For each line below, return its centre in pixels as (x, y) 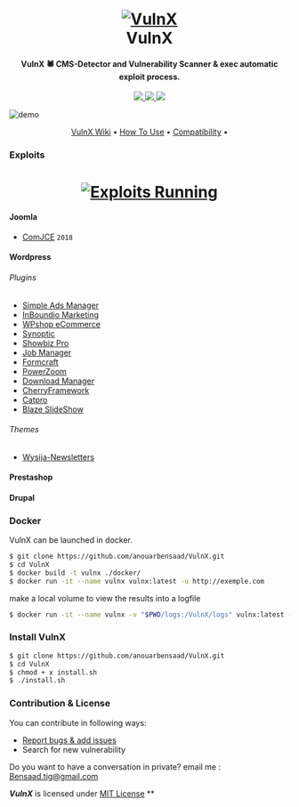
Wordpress (30, 257)
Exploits (27, 155)
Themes (24, 430)
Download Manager (58, 381)
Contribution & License (60, 704)
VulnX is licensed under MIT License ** (82, 793)
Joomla (24, 217)
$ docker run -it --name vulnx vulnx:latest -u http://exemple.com (137, 581)
